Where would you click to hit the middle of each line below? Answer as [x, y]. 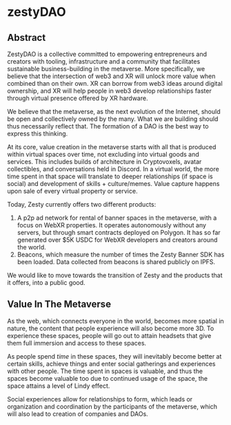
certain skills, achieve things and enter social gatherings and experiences [111, 363]
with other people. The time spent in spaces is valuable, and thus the [105, 371]
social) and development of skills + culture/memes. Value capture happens [113, 183]
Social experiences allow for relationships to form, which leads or [100, 399]
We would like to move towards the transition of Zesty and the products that [115, 275]
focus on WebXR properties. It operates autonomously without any [112, 225]
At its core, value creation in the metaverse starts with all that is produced [112, 147]
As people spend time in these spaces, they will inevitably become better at [114, 356]
